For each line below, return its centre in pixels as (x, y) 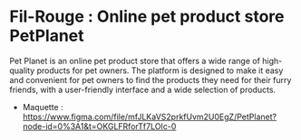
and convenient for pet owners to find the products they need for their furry (150, 79)
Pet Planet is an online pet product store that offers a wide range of (135, 61)
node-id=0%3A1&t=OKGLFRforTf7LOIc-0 (99, 126)
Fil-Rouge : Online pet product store (147, 17)
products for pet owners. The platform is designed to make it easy (160, 70)
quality (22, 70)
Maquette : (43, 107)
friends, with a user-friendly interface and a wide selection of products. (143, 89)
